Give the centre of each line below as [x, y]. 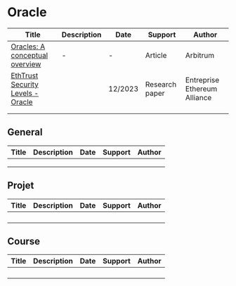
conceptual [29, 55]
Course [24, 241]
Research [161, 84]
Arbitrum [200, 55]
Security [25, 84]
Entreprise [202, 80]
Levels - [25, 93]
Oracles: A [28, 46]
